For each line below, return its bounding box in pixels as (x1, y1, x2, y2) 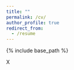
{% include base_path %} (6, 47, 69, 54)
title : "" (6, 8, 31, 15)
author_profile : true (6, 20, 60, 26)
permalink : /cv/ (6, 14, 46, 20)
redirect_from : (6, 25, 44, 31)
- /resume (11, 31, 36, 37)
